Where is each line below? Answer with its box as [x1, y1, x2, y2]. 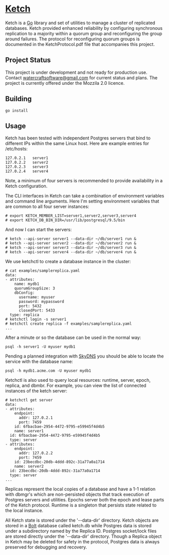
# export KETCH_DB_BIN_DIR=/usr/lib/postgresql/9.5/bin [5, 218, 125, 223]
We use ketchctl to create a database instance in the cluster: [5, 259, 131, 265]
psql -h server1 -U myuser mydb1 [5, 344, 76, 349]
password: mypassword [18, 299, 65, 305]
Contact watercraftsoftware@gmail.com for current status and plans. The [5, 74, 158, 81]
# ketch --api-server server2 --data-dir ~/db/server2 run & [5, 241, 137, 246]
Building [5, 94, 32, 104]
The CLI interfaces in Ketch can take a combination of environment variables [5, 193, 164, 199]
